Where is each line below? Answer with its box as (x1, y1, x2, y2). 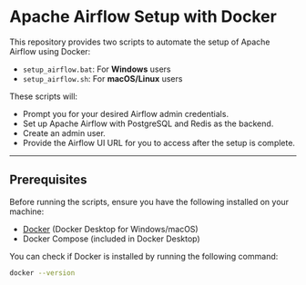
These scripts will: (9, 91, 78, 102)
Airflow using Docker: (9, 45, 91, 56)
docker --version (9, 268, 76, 278)
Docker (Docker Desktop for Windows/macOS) (22, 223, 199, 234)
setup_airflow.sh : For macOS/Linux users (22, 73, 183, 84)
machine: (9, 206, 45, 217)
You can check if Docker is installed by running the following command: (9, 251, 279, 261)
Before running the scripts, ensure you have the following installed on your (9, 196, 290, 207)
